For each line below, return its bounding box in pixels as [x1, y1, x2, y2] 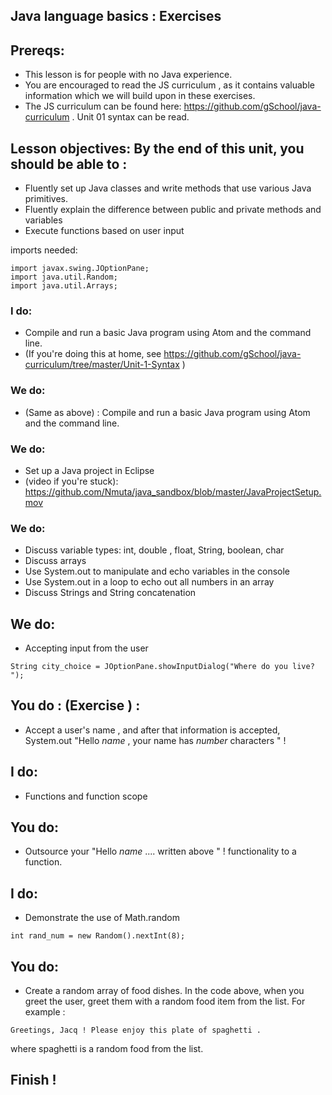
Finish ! [10, 1072, 57, 1089]
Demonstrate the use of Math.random [24, 912, 180, 924]
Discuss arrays [24, 555, 87, 567]
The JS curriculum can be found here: [24, 100, 182, 113]
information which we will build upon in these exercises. [24, 90, 256, 102]
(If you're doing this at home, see [24, 348, 162, 360]
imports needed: [10, 244, 78, 256]
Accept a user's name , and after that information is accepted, [24, 724, 281, 736]
